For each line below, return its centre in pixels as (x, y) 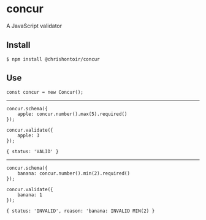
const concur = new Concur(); (45, 92)
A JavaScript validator (34, 26)
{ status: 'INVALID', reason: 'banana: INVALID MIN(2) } (81, 211)
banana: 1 (30, 195)
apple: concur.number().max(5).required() (72, 114)
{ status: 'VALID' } (33, 151)
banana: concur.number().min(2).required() (74, 173)
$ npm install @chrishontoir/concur (53, 59)
